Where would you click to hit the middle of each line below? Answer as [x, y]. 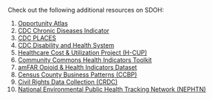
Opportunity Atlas [43, 23]
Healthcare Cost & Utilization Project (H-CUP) [82, 52]
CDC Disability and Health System [66, 45]
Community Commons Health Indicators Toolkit [85, 60]
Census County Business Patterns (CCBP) [77, 74]
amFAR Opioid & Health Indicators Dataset [77, 67]
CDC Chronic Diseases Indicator [63, 31]
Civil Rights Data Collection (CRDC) [68, 82]
